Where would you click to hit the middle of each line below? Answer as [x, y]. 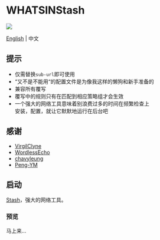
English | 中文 [23, 38]
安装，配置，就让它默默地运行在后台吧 [61, 111]
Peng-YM [26, 165]
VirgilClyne [28, 146]
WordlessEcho [32, 152]
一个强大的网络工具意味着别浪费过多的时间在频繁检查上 [82, 103]
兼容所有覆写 [30, 88]
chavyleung [29, 158]
